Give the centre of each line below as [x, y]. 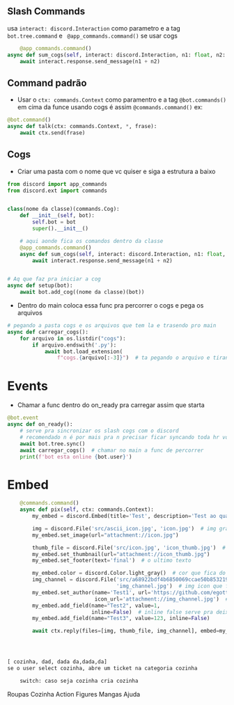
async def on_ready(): [40, 425]
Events [28, 386]
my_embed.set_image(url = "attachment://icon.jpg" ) [106, 535]
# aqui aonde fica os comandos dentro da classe [92, 241]
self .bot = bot [54, 222]
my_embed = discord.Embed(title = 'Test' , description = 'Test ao [124, 516]
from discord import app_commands [57, 184]
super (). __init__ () [61, 229]
